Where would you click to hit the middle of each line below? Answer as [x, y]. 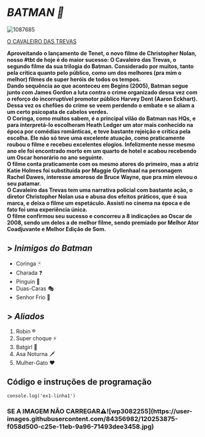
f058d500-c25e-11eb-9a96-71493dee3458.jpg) [80, 427]
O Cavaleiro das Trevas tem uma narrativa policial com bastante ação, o [100, 190]
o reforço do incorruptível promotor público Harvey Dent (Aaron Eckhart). [102, 99]
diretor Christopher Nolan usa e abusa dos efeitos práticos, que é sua [97, 196]
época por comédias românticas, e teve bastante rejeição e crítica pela [99, 131]
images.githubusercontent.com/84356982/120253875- [92, 419]
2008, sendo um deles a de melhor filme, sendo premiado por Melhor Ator [103, 222]
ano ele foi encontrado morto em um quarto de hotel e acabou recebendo [102, 151]
